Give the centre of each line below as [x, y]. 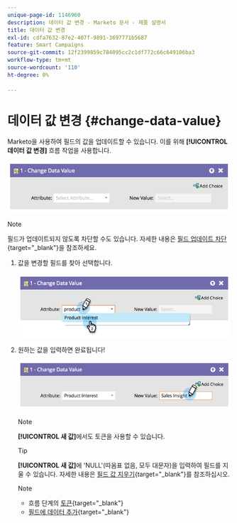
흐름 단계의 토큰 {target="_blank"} [76, 503]
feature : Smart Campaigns [45, 45]
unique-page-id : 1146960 [44, 15]
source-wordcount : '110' [44, 68]
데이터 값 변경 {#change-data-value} [115, 120]
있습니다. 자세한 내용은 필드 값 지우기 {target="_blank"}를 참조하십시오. [132, 474]
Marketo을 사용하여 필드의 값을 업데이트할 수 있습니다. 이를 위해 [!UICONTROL [118, 141]
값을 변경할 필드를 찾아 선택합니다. [65, 263]
